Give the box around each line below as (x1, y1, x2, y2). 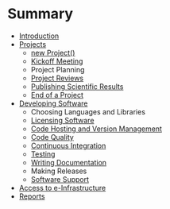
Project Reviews (30, 73, 84, 83)
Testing (30, 149, 56, 159)
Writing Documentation (30, 157, 107, 167)
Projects (18, 39, 47, 48)
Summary (7, 5, 73, 23)
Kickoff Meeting (30, 56, 83, 66)
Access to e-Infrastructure (18, 183, 106, 192)
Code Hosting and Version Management (30, 124, 162, 134)
